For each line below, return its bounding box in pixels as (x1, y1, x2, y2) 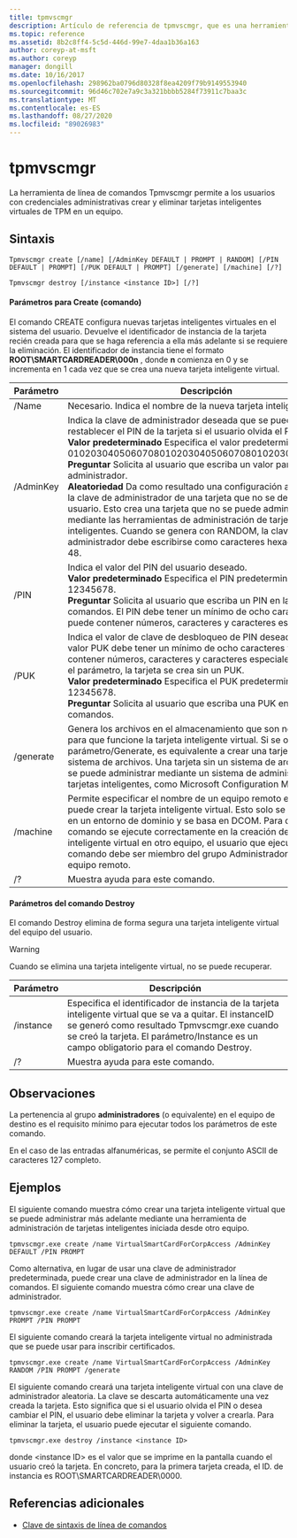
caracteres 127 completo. (9, 1154, 102, 1165)
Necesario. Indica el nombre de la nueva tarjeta (67, 399, 263, 411)
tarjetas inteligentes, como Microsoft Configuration (67, 778, 279, 790)
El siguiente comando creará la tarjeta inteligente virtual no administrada (9, 1331, 273, 1342)
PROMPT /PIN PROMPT (9, 1316, 81, 1325)
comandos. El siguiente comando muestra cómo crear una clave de (9, 1281, 255, 1292)
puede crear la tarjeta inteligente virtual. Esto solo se (67, 803, 286, 815)
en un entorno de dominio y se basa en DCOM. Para (67, 814, 283, 827)
